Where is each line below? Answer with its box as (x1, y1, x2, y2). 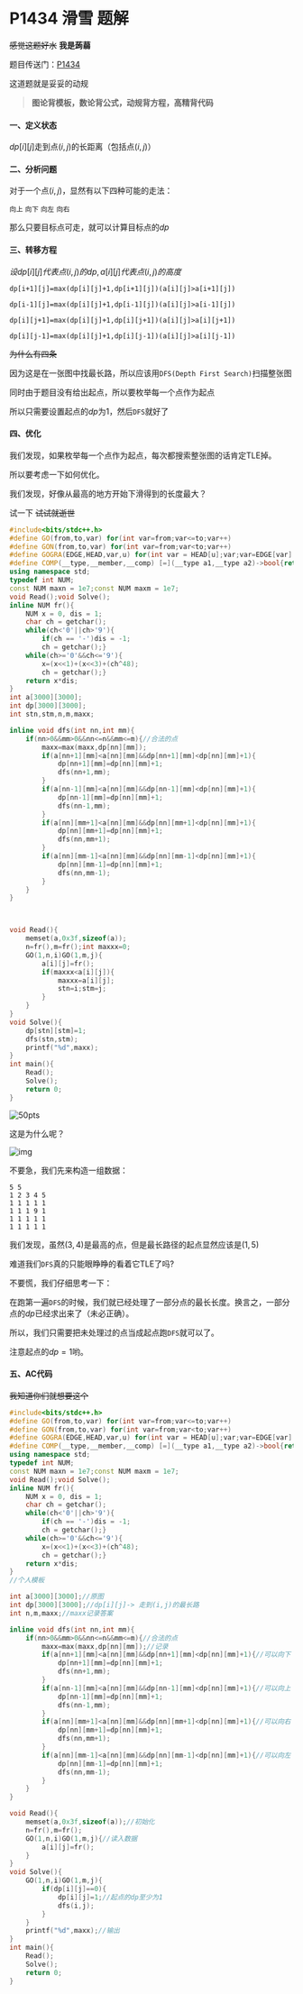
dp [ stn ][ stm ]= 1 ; (25, 1026, 87, 1035)
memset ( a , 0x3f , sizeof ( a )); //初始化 (25, 1817, 155, 1826)
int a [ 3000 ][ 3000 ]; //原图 (9, 1592, 105, 1601)
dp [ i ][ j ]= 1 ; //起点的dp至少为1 (57, 1892, 163, 1902)
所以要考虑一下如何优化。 (9, 469, 105, 480)
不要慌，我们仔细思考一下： (9, 1277, 113, 1288)
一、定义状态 (9, 119, 57, 131)
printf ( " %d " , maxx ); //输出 (25, 1926, 120, 1935)
